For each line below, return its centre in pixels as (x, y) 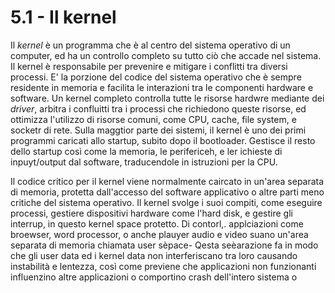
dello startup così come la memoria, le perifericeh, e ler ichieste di (146, 151)
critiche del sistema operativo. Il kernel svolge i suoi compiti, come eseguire (166, 202)
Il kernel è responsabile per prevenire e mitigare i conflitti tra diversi (149, 66)
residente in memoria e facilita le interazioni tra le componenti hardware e (162, 87)
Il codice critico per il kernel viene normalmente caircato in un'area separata (167, 181)
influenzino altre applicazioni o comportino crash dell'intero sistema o (154, 277)
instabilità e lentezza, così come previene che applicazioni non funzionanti (163, 266)
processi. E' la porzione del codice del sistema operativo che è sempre (156, 77)
